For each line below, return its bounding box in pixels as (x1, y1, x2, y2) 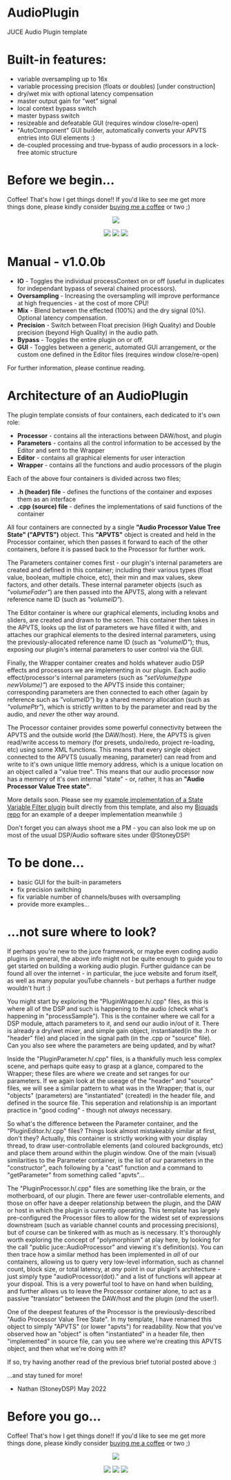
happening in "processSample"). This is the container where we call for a (7, 1012, 215, 1020)
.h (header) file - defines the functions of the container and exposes (17, 487, 212, 495)
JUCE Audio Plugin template (7, 28, 88, 36)
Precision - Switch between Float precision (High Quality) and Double (17, 321, 216, 329)
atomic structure (30, 148, 78, 156)
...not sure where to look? (7, 924, 157, 940)
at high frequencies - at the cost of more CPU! (17, 298, 150, 307)
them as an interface (17, 495, 77, 503)
